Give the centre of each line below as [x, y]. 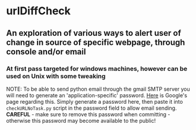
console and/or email [46, 52]
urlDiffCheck [39, 11]
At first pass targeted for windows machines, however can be [97, 69]
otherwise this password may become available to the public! [81, 120]
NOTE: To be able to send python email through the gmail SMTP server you [98, 89]
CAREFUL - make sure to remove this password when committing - [88, 114]
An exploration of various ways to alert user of [94, 33]
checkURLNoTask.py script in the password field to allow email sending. [91, 108]
